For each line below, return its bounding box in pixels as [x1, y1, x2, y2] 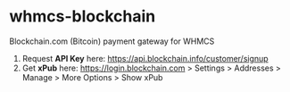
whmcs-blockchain [9, 6, 156, 27]
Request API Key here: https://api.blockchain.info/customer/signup [21, 53, 269, 63]
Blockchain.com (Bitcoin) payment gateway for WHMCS [9, 36, 215, 46]
